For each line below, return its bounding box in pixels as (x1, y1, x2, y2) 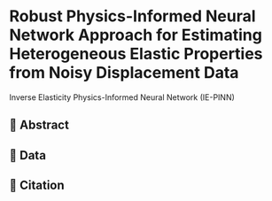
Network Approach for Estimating (9, 25, 263, 45)
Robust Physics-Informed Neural (9, 6, 256, 27)
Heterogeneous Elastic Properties (9, 44, 263, 64)
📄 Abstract (9, 118, 69, 133)
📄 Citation (9, 178, 65, 193)
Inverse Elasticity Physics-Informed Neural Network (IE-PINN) (9, 91, 235, 103)
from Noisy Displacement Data (9, 63, 239, 83)
